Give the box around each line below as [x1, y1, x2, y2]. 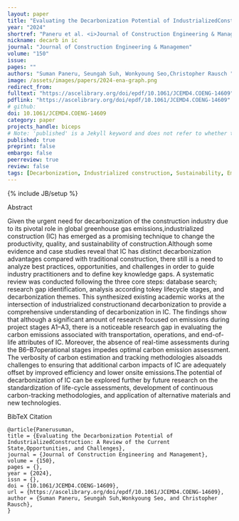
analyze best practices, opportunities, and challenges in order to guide [7, 262, 215, 271]
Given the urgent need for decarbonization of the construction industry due [7, 217, 229, 225]
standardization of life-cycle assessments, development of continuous [7, 383, 213, 392]
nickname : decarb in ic [7, 37, 78, 44]
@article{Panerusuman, [7, 425, 75, 433]
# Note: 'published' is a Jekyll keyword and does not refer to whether [7, 130, 228, 137]
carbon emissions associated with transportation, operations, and [7, 330, 200, 339]
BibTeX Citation [7, 412, 52, 421]
